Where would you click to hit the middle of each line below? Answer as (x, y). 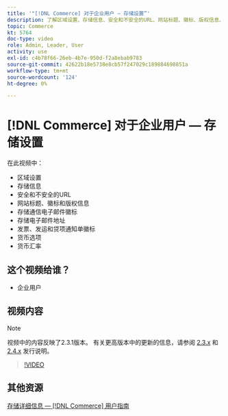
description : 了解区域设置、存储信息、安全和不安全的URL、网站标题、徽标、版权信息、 (116, 20)
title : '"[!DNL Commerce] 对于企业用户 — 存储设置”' (79, 13)
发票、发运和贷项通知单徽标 (56, 229)
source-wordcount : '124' (42, 77)
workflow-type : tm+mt (38, 71)
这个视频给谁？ (39, 270)
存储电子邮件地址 (41, 221)
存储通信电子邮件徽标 (47, 212)
